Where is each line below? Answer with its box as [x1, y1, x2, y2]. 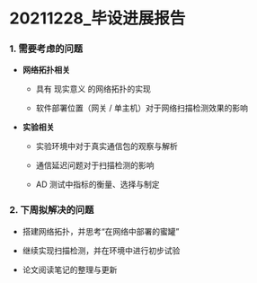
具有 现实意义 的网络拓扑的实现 [35, 84, 151, 94]
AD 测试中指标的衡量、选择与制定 [35, 179, 160, 190]
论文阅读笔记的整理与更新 [22, 264, 118, 275]
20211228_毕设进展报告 [9, 8, 186, 29]
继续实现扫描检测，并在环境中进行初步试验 [22, 244, 181, 256]
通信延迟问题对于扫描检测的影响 [35, 160, 155, 171]
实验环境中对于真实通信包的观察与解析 [35, 141, 178, 152]
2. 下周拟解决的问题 [9, 204, 94, 217]
